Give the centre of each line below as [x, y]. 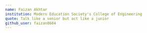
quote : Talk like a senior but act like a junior [57, 18]
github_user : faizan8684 [31, 23]
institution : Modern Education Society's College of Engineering [73, 14]
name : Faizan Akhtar [26, 9]
